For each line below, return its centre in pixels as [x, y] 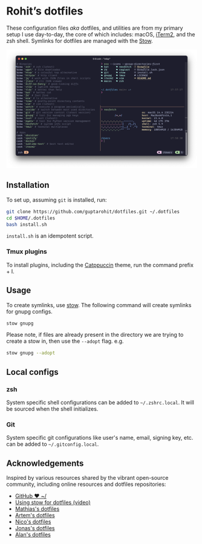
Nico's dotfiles [33, 522]
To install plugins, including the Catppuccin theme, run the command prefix [100, 265]
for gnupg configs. [29, 311]
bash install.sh [27, 224]
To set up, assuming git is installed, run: [57, 200]
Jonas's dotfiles [35, 528]
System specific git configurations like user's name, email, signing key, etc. [100, 438]
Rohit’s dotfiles [45, 11]
